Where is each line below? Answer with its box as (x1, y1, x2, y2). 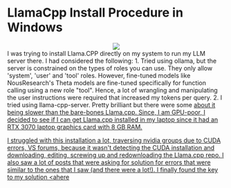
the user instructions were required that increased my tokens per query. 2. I (7, 93, 223, 102)
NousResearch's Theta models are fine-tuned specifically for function (7, 78, 206, 87)
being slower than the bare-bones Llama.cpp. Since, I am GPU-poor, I (7, 108, 205, 116)
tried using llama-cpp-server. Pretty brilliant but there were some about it (7, 100, 216, 109)
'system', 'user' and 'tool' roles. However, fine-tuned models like (7, 71, 191, 79)
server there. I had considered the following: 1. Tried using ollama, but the (7, 57, 216, 65)
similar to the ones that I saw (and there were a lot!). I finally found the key (7, 165, 219, 173)
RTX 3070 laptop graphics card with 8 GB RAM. (7, 122, 143, 131)
